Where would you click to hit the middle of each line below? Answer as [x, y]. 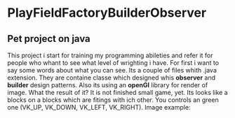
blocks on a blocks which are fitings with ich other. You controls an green [113, 100]
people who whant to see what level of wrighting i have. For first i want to [113, 63]
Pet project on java [49, 39]
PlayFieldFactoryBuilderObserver [107, 13]
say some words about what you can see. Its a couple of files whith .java [112, 70]
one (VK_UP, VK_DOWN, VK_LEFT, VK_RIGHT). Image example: [99, 107]
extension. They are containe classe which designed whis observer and [112, 78]
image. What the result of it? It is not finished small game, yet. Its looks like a [117, 93]
